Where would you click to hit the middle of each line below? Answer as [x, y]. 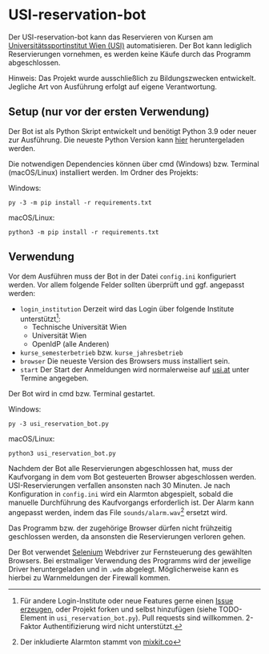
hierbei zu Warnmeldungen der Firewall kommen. [89, 577]
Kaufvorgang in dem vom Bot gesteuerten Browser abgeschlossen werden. [132, 477]
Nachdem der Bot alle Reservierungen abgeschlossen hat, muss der [121, 469]
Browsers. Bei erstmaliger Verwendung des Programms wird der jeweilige [130, 560]
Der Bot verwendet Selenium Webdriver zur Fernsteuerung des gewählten [130, 552]
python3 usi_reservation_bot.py [62, 454]
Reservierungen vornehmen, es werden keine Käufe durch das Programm [130, 54]
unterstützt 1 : [40, 318]
